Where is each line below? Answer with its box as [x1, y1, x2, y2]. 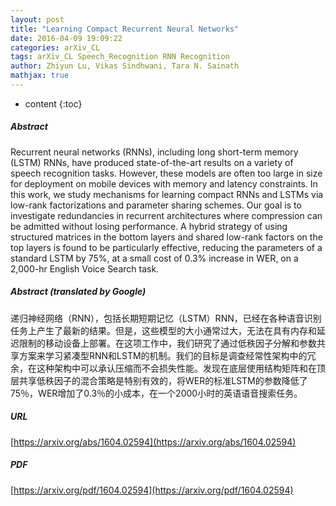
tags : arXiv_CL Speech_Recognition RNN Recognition [10, 52, 230, 62]
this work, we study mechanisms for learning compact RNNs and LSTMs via [10, 188, 324, 200]
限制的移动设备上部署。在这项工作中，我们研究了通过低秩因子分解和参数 [18, 337, 317, 349]
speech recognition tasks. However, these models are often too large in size [10, 167, 323, 179]
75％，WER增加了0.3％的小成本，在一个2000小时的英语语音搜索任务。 [10, 387, 303, 399]
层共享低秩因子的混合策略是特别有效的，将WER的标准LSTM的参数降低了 [10, 374, 308, 386]
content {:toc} [24, 97, 83, 110]
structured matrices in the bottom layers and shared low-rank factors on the [10, 231, 323, 243]
